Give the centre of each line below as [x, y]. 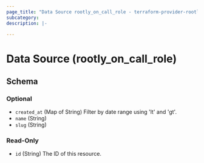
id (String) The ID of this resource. [58, 154]
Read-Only [23, 140]
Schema [22, 81]
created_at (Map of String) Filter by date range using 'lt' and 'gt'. [96, 112]
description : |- [27, 23]
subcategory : [23, 18]
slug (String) [31, 125]
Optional [19, 99]
